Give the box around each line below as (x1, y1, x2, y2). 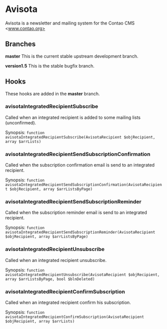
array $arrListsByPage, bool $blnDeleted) (5, 276, 95, 281)
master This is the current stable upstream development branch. (5, 53, 138, 59)
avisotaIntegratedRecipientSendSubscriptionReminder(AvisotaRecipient (5, 230, 155, 235)
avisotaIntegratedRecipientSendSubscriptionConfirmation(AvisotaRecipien (5, 182, 162, 187)
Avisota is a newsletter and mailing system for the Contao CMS (5, 20, 135, 26)
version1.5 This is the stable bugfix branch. (5, 62, 95, 68)
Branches (5, 40, 36, 48)
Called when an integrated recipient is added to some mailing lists (5, 114, 141, 120)
